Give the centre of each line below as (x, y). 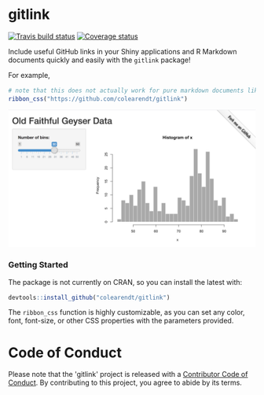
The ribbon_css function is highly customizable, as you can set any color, (126, 312)
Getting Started (38, 265)
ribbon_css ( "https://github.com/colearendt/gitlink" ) (98, 99)
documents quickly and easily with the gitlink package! (99, 60)
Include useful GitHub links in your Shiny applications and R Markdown (123, 51)
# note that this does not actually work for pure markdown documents (126, 90)
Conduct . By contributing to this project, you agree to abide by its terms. (125, 382)
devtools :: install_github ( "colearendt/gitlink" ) (89, 297)
